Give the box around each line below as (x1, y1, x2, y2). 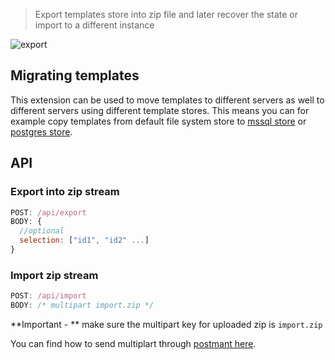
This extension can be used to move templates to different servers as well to (10, 94, 325, 106)
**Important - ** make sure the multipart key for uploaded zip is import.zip (10, 318, 323, 330)
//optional (19, 226, 65, 236)
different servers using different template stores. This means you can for (10, 104, 310, 116)
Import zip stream (10, 268, 99, 282)
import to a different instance (34, 19, 155, 31)
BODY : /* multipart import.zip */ (10, 300, 155, 311)
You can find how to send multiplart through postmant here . (10, 337, 257, 349)
